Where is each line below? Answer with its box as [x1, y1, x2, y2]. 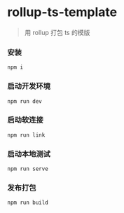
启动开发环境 [7, 81, 51, 91]
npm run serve [7, 165, 49, 172]
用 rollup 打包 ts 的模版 [24, 28, 90, 36]
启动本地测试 [7, 149, 51, 158]
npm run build [7, 199, 49, 207]
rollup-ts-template [7, 4, 118, 20]
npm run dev [7, 97, 42, 105]
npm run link [7, 131, 46, 139]
